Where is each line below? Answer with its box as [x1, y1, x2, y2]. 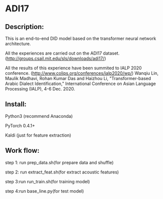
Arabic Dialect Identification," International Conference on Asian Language [5, 81, 156, 86]
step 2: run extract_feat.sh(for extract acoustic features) [5, 169, 119, 175]
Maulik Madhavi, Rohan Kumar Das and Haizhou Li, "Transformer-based [5, 76, 151, 81]
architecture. [5, 41, 31, 47]
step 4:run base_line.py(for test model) [5, 188, 84, 194]
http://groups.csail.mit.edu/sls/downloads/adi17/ [6, 56, 105, 61]
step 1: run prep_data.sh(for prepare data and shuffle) [5, 159, 114, 165]
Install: [5, 100, 27, 109]
